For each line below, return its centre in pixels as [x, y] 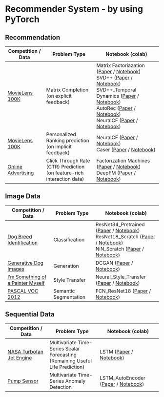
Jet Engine [20, 357]
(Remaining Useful [71, 361]
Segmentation [70, 297]
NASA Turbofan [26, 352]
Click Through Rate [68, 161]
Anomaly [75, 381]
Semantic [64, 291]
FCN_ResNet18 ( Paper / [123, 291]
